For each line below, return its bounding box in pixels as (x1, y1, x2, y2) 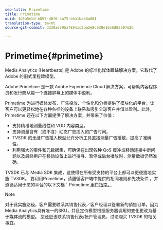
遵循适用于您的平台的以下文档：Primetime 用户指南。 (5, 182, 112, 188)
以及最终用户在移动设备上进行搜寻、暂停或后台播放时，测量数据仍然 (16, 153, 153, 159)
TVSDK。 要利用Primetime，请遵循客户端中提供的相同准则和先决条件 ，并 (10, 176, 159, 182)
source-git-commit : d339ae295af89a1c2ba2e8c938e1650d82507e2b (5, 25, 134, 30)
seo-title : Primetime (5, 7, 49, 12)
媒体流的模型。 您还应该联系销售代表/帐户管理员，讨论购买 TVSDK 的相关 (9, 214, 157, 220)
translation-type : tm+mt (5, 20, 55, 26)
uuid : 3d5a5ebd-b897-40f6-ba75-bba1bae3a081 (5, 16, 97, 21)
